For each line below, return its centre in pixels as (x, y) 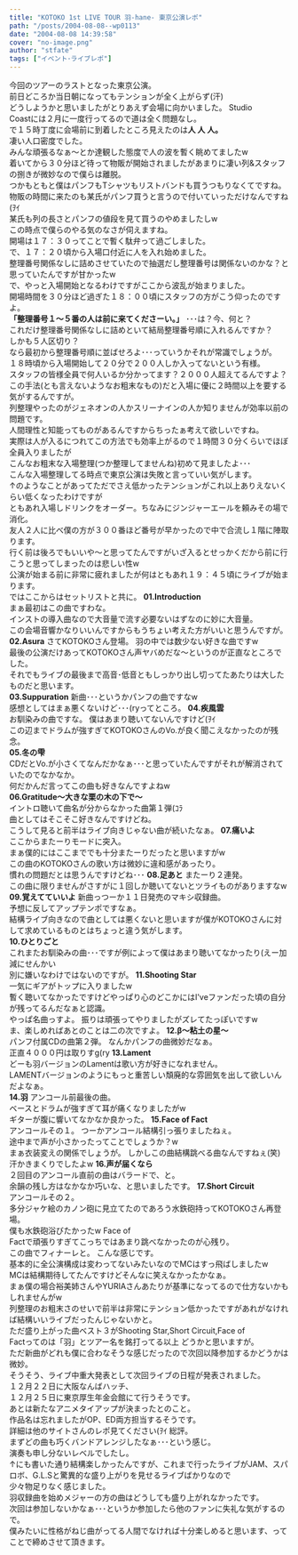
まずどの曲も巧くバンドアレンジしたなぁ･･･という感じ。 (112, 1442)
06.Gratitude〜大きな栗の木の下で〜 (76, 797)
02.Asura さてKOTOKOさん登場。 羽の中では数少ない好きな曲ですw (134, 641)
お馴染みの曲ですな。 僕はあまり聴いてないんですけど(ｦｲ (112, 719)
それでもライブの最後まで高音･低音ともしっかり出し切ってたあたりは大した (147, 674)
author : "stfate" (41, 51)
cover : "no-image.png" (51, 42)
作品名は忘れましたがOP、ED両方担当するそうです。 (105, 1419)
